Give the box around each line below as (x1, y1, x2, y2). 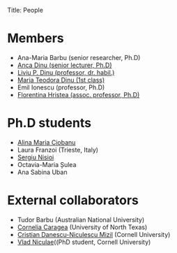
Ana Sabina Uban (17, 168, 68, 176)
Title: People (7, 6, 44, 14)
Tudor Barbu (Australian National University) (17, 215, 145, 224)
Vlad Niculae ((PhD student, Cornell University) (17, 238, 151, 246)
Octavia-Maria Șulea (17, 160, 77, 168)
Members (7, 31, 64, 46)
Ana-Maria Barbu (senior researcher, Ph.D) (17, 53, 141, 62)
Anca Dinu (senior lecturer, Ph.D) (17, 61, 113, 69)
